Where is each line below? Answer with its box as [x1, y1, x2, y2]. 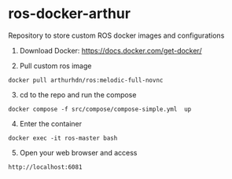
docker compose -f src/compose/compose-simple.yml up [8, 105, 192, 113]
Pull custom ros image [19, 60, 92, 71]
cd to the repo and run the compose [19, 89, 137, 99]
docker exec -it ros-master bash [8, 134, 118, 142]
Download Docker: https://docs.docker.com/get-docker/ [19, 46, 202, 55]
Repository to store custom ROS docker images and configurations [8, 31, 225, 40]
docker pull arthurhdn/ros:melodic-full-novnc [8, 76, 164, 84]
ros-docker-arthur [8, 5, 131, 23]
